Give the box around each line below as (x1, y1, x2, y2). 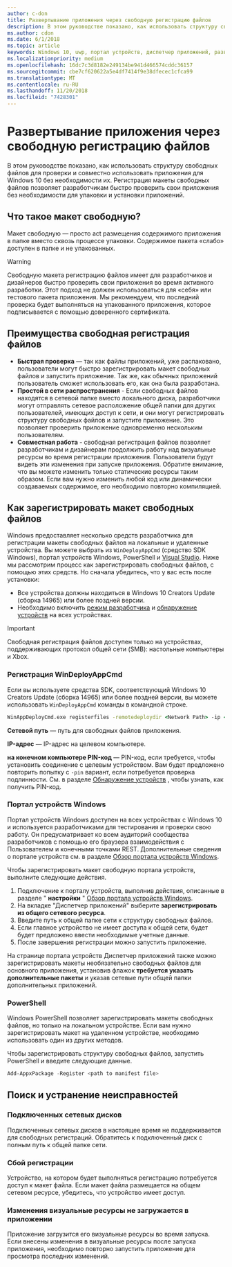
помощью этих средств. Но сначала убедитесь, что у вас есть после (7, 568, 212, 576)
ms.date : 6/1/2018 (7, 36, 60, 43)
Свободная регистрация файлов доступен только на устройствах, (7, 638, 203, 646)
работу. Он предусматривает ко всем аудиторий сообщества (7, 830, 189, 838)
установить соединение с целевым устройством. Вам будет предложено (7, 760, 224, 769)
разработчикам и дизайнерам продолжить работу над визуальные (17, 445, 216, 454)
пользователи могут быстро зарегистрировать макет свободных (17, 364, 211, 373)
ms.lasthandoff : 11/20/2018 (7, 87, 88, 94)
